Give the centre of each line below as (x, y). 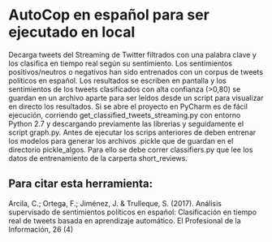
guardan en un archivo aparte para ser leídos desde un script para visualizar (136, 97)
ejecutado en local (72, 32)
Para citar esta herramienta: (80, 184)
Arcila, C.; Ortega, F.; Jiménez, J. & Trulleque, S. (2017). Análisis (115, 203)
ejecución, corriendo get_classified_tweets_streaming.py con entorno (125, 115)
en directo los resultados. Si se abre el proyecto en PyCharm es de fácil (128, 106)
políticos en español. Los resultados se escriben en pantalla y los (117, 80)
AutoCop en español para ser (109, 15)
